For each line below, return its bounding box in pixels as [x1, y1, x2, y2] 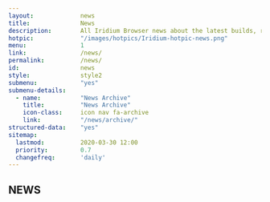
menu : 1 [8, 42, 84, 50]
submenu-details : [8, 86, 67, 95]
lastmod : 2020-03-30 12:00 [15, 138, 138, 147]
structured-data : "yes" [8, 123, 99, 131]
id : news [8, 64, 95, 72]
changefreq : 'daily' [15, 153, 106, 161]
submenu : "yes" [8, 79, 99, 87]
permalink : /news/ [8, 57, 103, 65]
